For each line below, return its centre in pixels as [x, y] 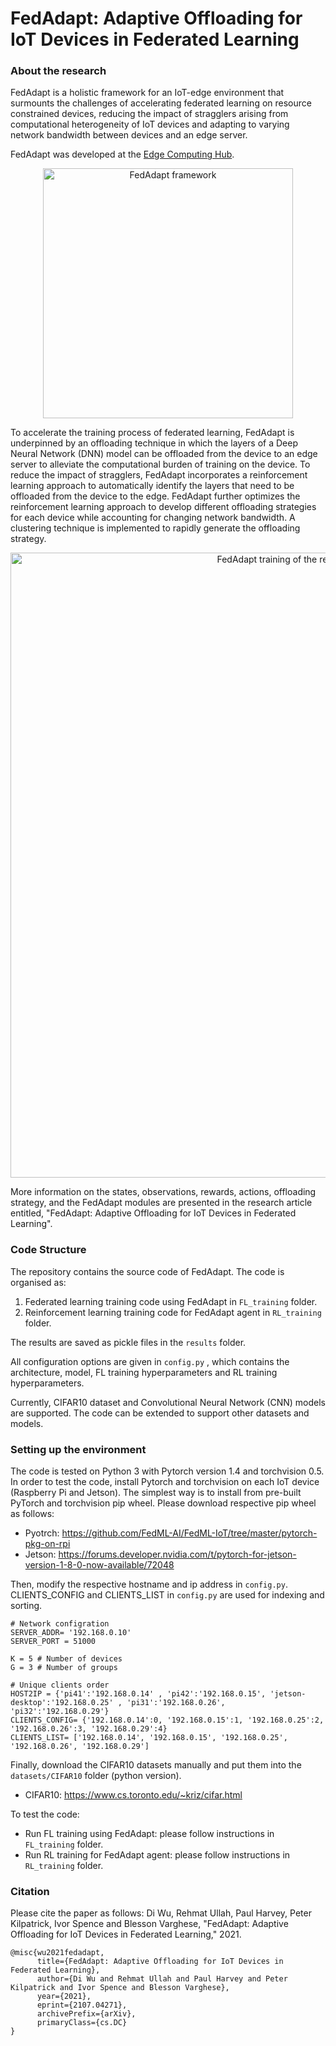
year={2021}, [64, 1997]
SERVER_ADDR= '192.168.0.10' [71, 1633]
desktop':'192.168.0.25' [62, 1703]
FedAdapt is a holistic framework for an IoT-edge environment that [147, 93]
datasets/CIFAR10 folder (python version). [96, 1776]
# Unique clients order [60, 1685]
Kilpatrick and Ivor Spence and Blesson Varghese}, [120, 1988]
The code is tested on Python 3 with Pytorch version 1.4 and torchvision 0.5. [167, 1471]
